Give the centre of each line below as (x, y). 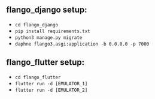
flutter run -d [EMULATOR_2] (51, 90)
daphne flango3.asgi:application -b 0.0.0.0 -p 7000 (82, 44)
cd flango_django (37, 25)
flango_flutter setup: (45, 62)
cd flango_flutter (38, 77)
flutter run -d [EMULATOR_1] (51, 83)
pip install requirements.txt (53, 31)
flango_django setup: (47, 10)
